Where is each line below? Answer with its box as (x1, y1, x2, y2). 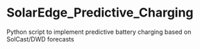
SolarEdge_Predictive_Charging (6, 5, 194, 21)
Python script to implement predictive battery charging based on (6, 28, 192, 36)
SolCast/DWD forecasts (6, 35, 74, 43)
